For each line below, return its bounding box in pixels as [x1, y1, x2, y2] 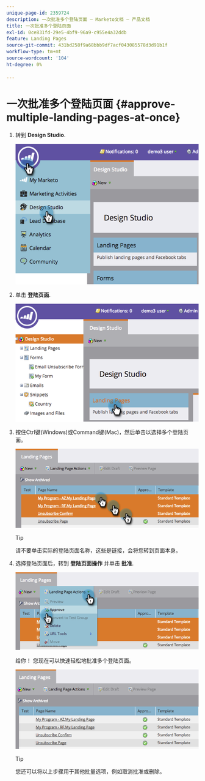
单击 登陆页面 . [15, 291, 51, 299]
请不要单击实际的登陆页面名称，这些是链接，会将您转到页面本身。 [15, 547, 181, 554]
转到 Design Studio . [15, 132, 66, 139]
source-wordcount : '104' [6, 55, 70, 61]
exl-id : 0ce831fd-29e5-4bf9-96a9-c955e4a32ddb [6, 29, 127, 35]
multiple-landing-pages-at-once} [6, 110, 181, 124]
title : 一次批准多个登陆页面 [6, 23, 71, 29]
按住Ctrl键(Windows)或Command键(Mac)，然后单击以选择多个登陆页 [15, 428, 189, 436]
